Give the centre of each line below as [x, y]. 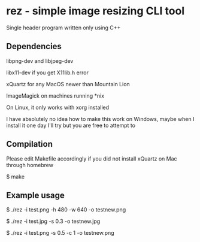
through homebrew [30, 165]
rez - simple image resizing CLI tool [95, 11]
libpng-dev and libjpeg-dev [40, 60]
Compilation [29, 144]
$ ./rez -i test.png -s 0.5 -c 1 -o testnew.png [60, 233]
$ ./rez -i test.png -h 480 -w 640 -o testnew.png [66, 210]
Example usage [35, 195]
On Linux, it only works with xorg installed [58, 107]
